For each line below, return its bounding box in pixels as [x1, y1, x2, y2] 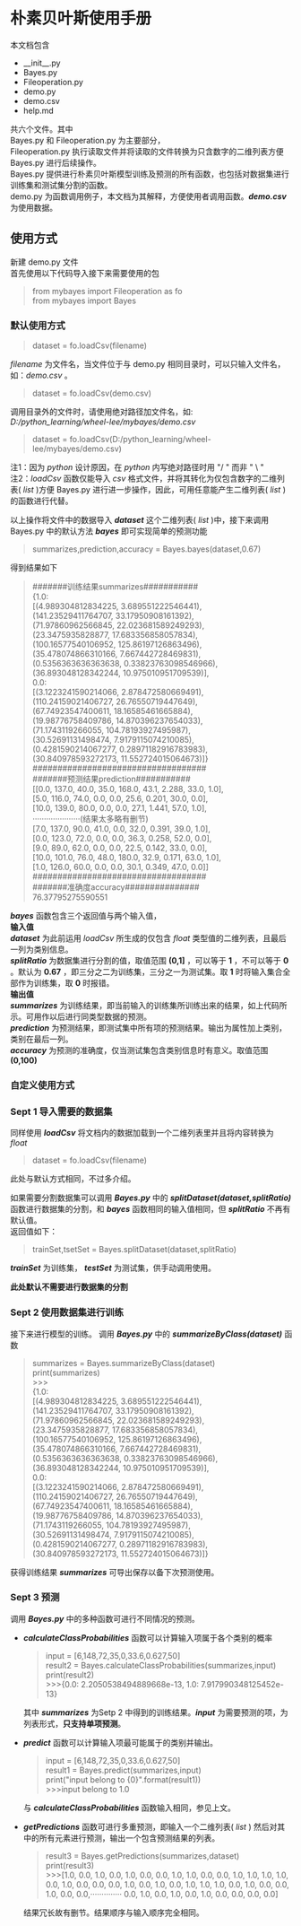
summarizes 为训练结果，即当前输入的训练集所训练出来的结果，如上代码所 [10, 1000, 288, 1011]
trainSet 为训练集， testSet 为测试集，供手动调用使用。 [10, 1262, 217, 1274]
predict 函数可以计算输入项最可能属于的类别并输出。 [22, 1737, 219, 1747]
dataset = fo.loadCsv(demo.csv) [31, 388, 151, 399]
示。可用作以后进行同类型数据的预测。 [10, 1011, 151, 1023]
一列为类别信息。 [10, 944, 73, 955]
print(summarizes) [31, 1367, 101, 1378]
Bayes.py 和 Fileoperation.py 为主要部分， [10, 135, 166, 145]
